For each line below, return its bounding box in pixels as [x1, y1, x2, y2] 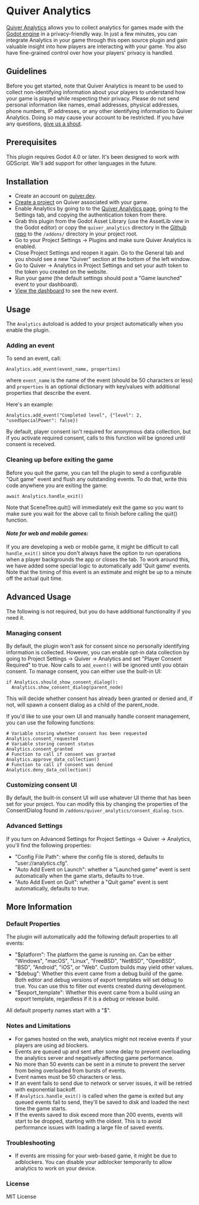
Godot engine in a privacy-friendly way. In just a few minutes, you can [6, 30, 177, 37]
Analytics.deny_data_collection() [6, 767, 92, 773]
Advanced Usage [6, 592, 71, 602]
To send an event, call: [6, 355, 61, 362]
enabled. [14, 243, 37, 250]
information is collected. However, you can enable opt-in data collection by [6, 649, 190, 656]
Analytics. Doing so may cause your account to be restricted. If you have [6, 114, 184, 121]
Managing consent [6, 629, 62, 637]
